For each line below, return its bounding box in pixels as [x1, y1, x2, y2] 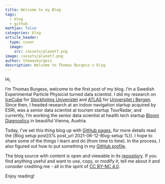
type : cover [9, 40, 35, 45]
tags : [5, 12, 16, 17]
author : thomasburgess [5, 58, 52, 63]
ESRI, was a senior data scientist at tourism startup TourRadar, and [5, 107, 142, 113]
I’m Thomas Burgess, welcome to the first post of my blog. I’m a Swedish [5, 86, 155, 92]
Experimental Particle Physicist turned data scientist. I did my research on [5, 92, 156, 97]
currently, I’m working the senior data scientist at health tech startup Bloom [5, 112, 159, 118]
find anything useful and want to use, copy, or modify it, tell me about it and [5, 158, 160, 164]
